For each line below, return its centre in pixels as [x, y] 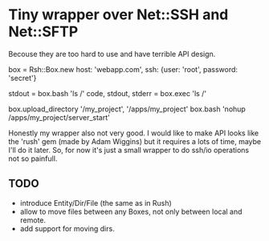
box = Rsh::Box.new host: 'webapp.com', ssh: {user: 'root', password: [123, 69]
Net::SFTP [43, 32]
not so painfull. [33, 159]
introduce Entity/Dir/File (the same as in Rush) [96, 203]
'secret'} [22, 78]
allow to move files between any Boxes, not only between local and [131, 211]
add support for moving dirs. [67, 228]
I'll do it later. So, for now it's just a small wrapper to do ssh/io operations [129, 150]
